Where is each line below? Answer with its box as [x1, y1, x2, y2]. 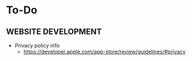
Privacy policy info [14, 42, 60, 49]
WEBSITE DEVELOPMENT [6, 27, 102, 37]
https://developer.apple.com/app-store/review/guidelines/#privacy [23, 48, 186, 55]
